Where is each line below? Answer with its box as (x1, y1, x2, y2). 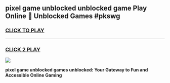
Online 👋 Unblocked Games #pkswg (5, 12, 120, 21)
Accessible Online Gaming (5, 72, 62, 78)
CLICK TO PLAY (5, 27, 45, 34)
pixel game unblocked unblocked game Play (5, 4, 147, 13)
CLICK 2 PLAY (5, 46, 40, 53)
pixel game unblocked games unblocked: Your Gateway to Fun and (5, 66, 148, 72)
